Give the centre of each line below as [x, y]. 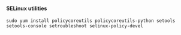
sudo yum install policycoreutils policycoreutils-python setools [91, 21]
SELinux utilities [27, 8]
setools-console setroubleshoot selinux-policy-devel [75, 26]
